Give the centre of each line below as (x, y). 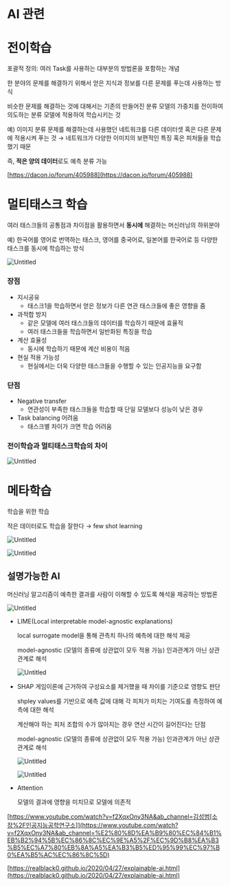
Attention (30, 788)
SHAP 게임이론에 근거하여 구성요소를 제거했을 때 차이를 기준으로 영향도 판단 (119, 686)
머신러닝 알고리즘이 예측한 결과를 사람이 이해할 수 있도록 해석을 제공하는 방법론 (113, 594)
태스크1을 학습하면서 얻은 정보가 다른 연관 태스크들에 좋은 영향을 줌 (116, 306)
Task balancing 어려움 (48, 418)
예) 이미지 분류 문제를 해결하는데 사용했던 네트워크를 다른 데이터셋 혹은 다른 (108, 129)
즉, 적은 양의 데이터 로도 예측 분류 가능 (57, 161)
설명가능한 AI (34, 577)
